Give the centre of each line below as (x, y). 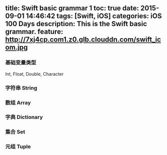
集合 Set (15, 132)
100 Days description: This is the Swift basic (76, 24)
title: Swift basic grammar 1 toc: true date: (72, 8)
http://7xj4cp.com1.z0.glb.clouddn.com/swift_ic (83, 40)
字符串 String (21, 88)
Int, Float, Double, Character (34, 74)
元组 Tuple (18, 146)
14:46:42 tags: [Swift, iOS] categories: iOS (94, 16)
